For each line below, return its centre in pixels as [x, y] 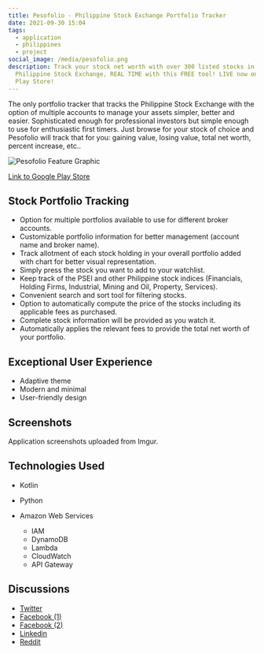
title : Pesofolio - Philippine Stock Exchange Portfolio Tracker [117, 15]
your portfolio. [42, 337]
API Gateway [52, 564]
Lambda [44, 548]
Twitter [31, 608]
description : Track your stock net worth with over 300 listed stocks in [132, 67]
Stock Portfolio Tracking [69, 201]
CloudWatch [51, 556]
